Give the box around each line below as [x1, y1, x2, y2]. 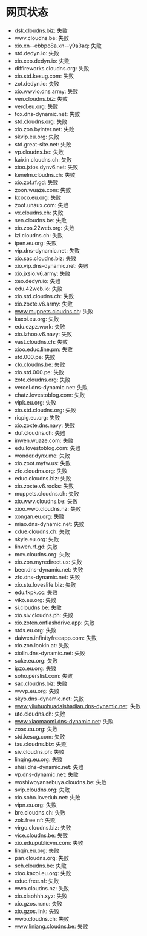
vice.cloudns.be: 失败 [14, 832, 68, 839]
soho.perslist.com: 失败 [14, 672, 73, 679]
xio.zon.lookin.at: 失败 [14, 641, 70, 649]
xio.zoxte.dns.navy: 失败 [14, 422, 76, 429]
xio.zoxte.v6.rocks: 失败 [14, 482, 74, 490]
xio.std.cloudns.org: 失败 [14, 406, 77, 414]
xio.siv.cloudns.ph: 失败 [14, 611, 74, 618]
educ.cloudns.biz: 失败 [14, 474, 71, 482]
